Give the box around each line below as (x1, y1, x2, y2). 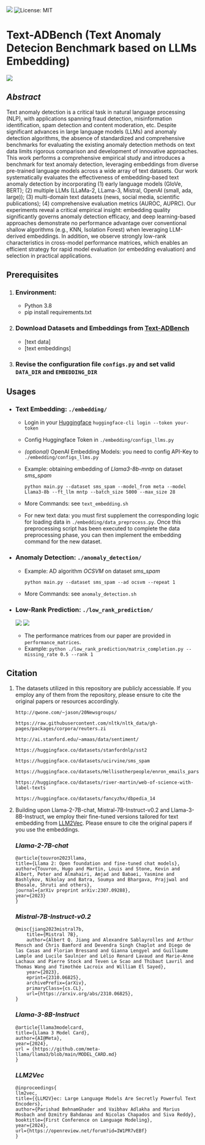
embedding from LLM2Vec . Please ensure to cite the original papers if (15, 819, 193, 827)
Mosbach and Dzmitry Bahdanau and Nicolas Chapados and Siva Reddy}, (15, 1111, 197, 1118)
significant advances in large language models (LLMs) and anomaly (6, 128, 177, 135)
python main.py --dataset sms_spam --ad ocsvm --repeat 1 (24, 579, 176, 585)
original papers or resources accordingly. (15, 698, 119, 705)
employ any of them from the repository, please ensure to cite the (15, 691, 181, 698)
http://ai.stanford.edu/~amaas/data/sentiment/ (15, 736, 139, 742)
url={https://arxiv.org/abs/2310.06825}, (26, 991, 133, 997)
